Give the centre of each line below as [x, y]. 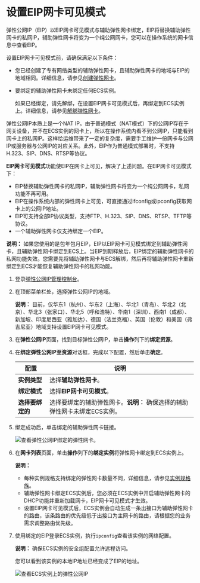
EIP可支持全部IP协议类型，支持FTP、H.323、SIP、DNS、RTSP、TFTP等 [103, 216]
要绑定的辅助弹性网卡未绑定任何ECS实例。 [67, 90]
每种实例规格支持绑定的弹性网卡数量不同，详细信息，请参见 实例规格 [107, 478]
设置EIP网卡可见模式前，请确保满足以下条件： [62, 57]
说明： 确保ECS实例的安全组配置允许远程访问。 [73, 548]
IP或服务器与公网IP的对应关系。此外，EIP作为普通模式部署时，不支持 [90, 146]
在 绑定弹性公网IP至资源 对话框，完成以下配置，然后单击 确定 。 [90, 352]
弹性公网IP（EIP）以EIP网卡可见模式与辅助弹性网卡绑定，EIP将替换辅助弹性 [99, 30]
